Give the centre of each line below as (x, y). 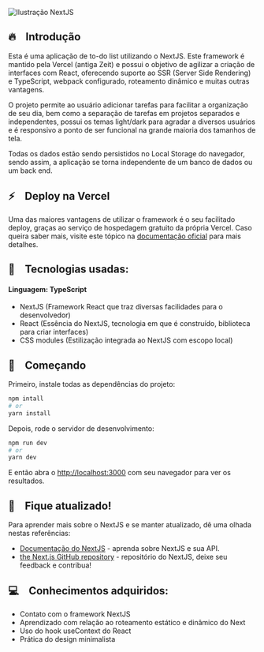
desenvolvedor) (45, 315)
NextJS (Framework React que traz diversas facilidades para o (121, 307)
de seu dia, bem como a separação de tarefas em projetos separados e (124, 113)
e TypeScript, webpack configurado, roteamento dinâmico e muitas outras (129, 81)
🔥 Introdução (45, 37)
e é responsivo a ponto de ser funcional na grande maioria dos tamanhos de (132, 129)
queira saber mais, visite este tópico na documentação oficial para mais (125, 236)
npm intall (26, 399)
